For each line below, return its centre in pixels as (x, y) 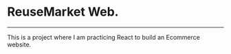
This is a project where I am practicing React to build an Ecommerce (104, 37)
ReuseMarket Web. (63, 12)
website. (19, 44)
